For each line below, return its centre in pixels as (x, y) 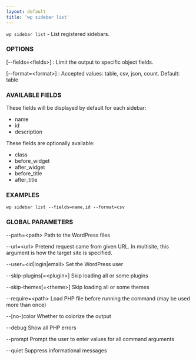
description (28, 132)
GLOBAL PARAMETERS (40, 222)
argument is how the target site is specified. (59, 253)
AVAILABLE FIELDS (34, 95)
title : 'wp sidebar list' (38, 17)
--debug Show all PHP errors (41, 328)
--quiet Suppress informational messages (57, 350)
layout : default (26, 12)
